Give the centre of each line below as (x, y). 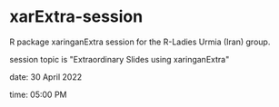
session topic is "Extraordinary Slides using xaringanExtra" (120, 59)
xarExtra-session (76, 17)
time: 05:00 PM (38, 94)
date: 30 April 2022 (46, 77)
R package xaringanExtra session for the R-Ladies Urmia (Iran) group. (140, 42)
